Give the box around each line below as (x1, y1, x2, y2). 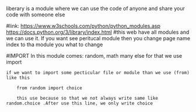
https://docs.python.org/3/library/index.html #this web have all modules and (6, 29, 190, 36)
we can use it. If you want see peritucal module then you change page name (6, 35, 191, 41)
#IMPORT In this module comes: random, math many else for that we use (6, 52, 183, 59)
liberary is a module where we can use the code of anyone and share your (6, 5, 185, 12)
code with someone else (6, 11, 66, 18)
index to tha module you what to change (6, 41, 104, 48)
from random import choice (16, 85, 82, 91)
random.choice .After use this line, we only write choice (6, 100, 153, 106)
